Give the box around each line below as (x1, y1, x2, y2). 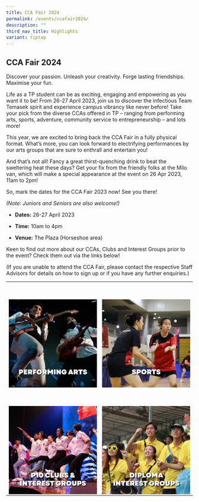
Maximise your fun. (6, 79, 53, 86)
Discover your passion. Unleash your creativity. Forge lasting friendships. (6, 73, 185, 80)
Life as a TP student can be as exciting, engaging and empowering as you (6, 91, 187, 98)
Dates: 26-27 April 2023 (14, 211, 75, 218)
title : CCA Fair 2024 (6, 9, 60, 15)
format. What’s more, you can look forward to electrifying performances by (6, 140, 190, 147)
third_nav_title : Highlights (6, 28, 78, 34)
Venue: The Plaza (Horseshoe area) (14, 234, 103, 241)
